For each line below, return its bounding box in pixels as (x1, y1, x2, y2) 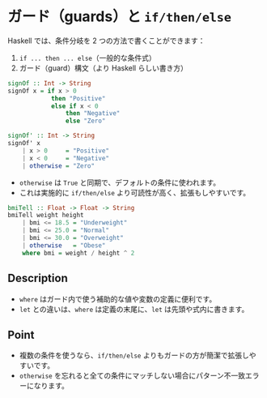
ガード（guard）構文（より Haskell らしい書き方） (19, 62, 188, 73)
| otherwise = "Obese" (22, 241, 106, 250)
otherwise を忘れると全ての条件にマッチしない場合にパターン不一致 (19, 370, 246, 381)
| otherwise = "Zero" (22, 161, 95, 170)
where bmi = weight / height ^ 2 (22, 249, 135, 257)
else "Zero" (65, 117, 106, 126)
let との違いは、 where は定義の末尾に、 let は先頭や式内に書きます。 (19, 304, 249, 314)
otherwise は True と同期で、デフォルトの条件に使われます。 (19, 178, 221, 187)
